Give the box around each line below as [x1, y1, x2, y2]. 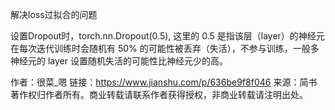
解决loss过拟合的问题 [10, 9, 98, 20]
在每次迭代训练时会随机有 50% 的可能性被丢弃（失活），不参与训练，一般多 [10, 43, 320, 54]
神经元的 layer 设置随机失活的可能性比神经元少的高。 [10, 55, 228, 67]
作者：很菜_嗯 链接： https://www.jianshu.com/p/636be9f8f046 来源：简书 [10, 76, 318, 88]
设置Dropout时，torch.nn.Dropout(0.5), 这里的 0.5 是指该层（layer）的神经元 [10, 30, 325, 42]
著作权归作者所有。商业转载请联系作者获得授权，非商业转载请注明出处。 [10, 89, 308, 100]
